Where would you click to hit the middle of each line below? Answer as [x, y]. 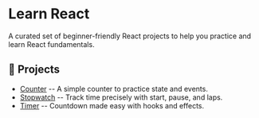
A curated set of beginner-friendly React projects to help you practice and [130, 36]
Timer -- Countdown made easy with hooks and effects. [112, 105]
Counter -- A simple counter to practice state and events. [114, 88]
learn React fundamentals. [51, 44]
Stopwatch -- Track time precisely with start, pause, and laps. [121, 97]
